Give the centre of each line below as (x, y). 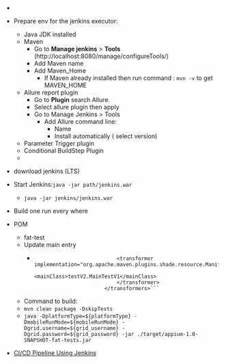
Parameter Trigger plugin (59, 143)
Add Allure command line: (81, 121)
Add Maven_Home (60, 70)
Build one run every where (51, 211)
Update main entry (50, 245)
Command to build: (51, 301)
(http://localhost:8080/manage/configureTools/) (101, 56)
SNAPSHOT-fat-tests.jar (58, 340)
